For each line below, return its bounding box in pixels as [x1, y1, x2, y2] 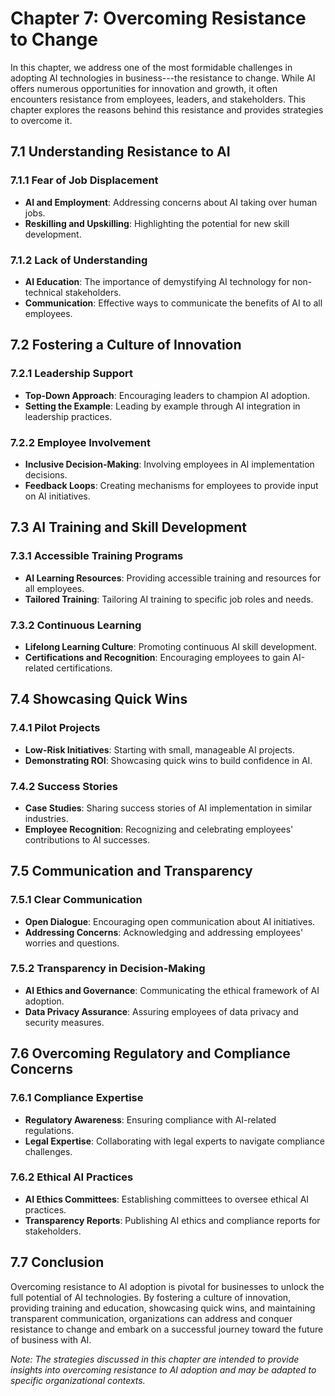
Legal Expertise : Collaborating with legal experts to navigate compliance [24, 1135, 325, 1147]
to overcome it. [10, 114, 73, 126]
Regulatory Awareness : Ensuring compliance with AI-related [24, 1113, 277, 1126]
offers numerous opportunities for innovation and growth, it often [10, 82, 278, 94]
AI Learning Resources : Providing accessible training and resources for [24, 572, 322, 584]
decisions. [24, 468, 68, 481]
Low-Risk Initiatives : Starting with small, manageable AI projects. [24, 743, 296, 756]
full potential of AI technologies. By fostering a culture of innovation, [10, 1291, 292, 1303]
